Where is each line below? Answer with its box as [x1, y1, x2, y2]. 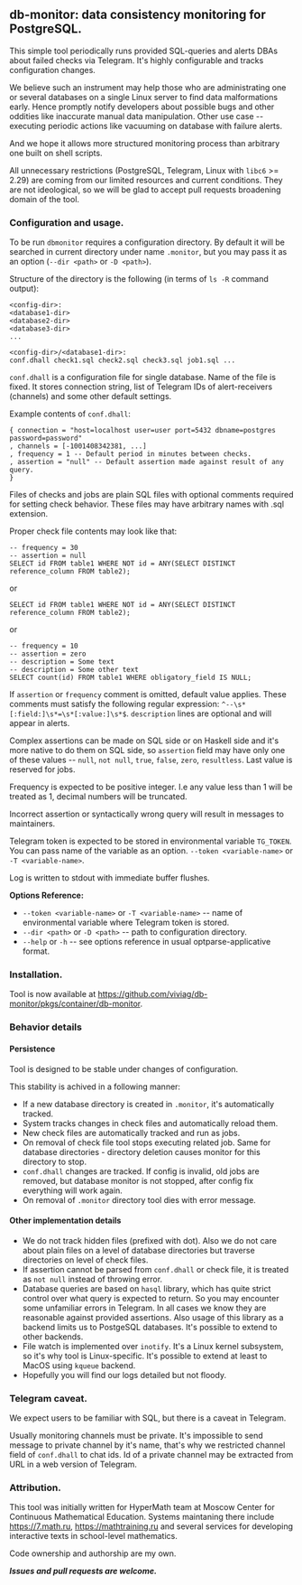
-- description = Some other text [9, 666, 140, 675]
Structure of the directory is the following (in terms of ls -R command [9, 274, 269, 284]
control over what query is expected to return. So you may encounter [22, 1292, 279, 1303]
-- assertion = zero [9, 649, 87, 658]
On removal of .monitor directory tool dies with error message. [22, 1194, 257, 1205]
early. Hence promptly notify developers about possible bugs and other [9, 101, 275, 112]
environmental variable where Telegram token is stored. [22, 917, 230, 928]
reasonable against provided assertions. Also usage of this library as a [22, 1311, 284, 1322]
